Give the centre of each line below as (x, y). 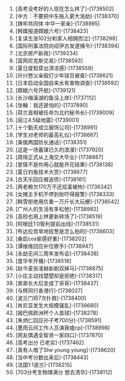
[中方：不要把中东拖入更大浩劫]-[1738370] (67, 16)
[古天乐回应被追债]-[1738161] (51, 179)
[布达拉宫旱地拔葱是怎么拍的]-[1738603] (65, 231)
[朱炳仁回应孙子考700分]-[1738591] (58, 320)
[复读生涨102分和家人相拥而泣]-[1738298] (66, 38)
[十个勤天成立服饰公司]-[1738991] (56, 127)
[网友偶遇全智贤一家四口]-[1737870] (59, 335)
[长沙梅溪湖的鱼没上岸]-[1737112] (56, 98)
